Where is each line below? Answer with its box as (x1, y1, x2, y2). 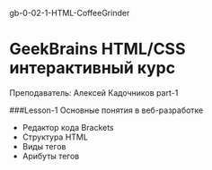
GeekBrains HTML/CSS (9, 39, 186, 59)
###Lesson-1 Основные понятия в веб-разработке (9, 105, 204, 115)
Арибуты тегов (22, 150, 80, 161)
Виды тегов (22, 140, 66, 151)
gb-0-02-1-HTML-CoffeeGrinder (9, 8, 130, 18)
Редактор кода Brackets (22, 122, 114, 132)
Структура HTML (22, 132, 88, 142)
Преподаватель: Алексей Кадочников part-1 (9, 87, 179, 98)
